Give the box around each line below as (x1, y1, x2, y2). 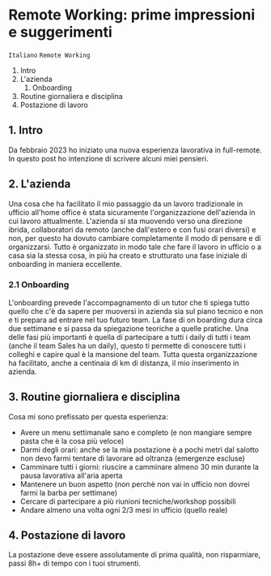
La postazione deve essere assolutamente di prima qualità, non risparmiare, (8, 550, 261, 560)
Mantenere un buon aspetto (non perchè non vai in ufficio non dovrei (19, 479, 250, 488)
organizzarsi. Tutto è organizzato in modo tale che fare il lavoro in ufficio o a (8, 242, 261, 251)
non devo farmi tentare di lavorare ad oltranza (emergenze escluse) (19, 453, 245, 463)
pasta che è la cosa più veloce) (19, 436, 125, 445)
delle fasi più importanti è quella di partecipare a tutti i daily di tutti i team (8, 332, 251, 342)
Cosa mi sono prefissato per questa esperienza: (8, 411, 168, 421)
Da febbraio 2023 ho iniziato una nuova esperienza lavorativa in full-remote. (8, 144, 262, 155)
